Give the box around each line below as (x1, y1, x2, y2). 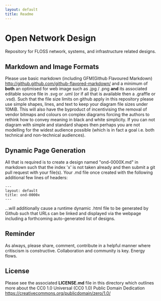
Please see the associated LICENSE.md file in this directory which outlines (5, 280, 154, 285)
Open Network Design (5, 33, 96, 44)
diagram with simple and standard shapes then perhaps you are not (5, 122, 140, 128)
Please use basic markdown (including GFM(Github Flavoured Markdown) (5, 76, 153, 82)
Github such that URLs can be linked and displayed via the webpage (5, 211, 142, 217)
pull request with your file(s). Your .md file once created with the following (5, 169, 153, 175)
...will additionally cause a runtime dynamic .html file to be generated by (5, 205, 149, 211)
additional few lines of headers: (5, 175, 68, 181)
